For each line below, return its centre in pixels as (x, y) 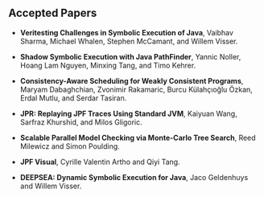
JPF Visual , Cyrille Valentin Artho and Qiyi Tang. (100, 162)
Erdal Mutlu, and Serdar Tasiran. (73, 98)
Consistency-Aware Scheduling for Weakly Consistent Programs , (132, 80)
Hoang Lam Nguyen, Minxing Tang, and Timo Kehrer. (108, 65)
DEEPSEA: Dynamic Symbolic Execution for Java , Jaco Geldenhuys (134, 177)
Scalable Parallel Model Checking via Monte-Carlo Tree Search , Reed (138, 137)
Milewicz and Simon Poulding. (70, 146)
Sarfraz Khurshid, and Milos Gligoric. (81, 122)
